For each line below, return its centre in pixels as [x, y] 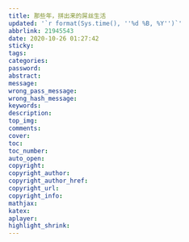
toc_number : [28, 151]
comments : [25, 128]
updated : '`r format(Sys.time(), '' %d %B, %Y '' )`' [95, 23]
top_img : [23, 121]
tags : [17, 53]
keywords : [25, 106]
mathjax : [23, 203]
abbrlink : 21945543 [41, 31]
